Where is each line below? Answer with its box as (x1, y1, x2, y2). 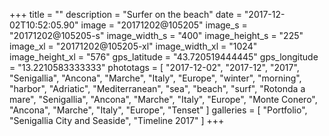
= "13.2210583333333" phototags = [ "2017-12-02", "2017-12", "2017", (9, 62, 300, 73)
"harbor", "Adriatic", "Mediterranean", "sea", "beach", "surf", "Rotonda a (9, 83, 306, 94)
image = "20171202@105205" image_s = (80, 19, 248, 31)
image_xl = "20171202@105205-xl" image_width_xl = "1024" (9, 40, 258, 52)
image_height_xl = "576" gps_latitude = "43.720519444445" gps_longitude (9, 51, 319, 63)
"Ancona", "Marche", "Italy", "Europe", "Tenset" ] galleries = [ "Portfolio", (9, 104, 308, 116)
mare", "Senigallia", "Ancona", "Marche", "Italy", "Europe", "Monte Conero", (9, 94, 318, 105)
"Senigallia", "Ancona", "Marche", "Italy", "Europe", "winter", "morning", (9, 72, 302, 84)
